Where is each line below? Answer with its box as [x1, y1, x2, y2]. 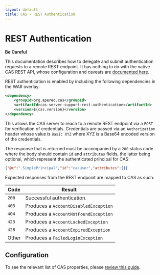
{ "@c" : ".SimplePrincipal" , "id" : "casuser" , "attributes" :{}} [5, 165, 128, 170]
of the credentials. [5, 136, 42, 142]
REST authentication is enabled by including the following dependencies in [5, 79, 156, 84]
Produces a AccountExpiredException [25, 226, 111, 233]
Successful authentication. [25, 194, 87, 201]
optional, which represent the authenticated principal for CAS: [5, 156, 130, 162]
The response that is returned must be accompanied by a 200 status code [5, 145, 154, 151]
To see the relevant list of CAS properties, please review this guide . [5, 264, 140, 270]
